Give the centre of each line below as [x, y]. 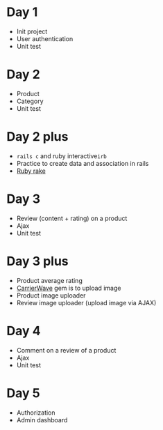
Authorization [36, 413]
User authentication [45, 38]
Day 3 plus [37, 261]
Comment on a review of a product [66, 350]
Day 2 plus [37, 137]
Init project [32, 31]
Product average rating [49, 280]
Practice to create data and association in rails [83, 163]
